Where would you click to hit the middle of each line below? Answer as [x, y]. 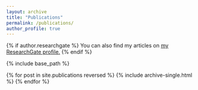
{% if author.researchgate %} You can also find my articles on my [87, 46]
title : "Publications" [35, 17]
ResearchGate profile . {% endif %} [49, 52]
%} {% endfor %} [28, 82]
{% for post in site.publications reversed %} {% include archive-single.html [99, 75]
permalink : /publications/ [40, 23]
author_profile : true [33, 28]
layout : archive [26, 12]
